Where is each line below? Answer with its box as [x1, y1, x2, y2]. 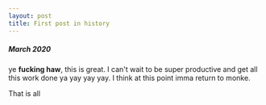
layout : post [8, 11, 52, 20]
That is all [8, 89, 41, 99]
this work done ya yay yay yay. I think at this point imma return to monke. [8, 73, 251, 83]
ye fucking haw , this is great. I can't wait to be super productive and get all [8, 65, 258, 74]
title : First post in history [8, 19, 110, 27]
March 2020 [8, 44, 52, 54]
